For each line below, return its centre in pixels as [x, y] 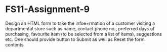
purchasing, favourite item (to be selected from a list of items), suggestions [83, 34]
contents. [15, 44]
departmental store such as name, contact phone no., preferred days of [80, 28]
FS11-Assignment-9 [48, 9]
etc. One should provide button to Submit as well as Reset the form [75, 39]
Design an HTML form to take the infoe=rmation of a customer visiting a [80, 23]
